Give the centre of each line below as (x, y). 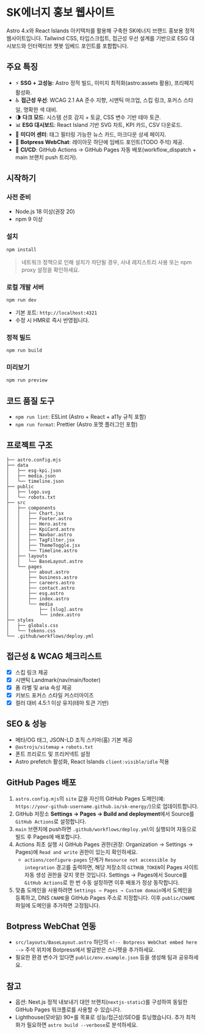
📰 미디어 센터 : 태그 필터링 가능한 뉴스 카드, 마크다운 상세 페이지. (91, 134)
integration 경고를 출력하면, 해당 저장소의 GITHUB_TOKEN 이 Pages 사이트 (111, 867)
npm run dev (21, 300)
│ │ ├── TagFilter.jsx (41, 540)
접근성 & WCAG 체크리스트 (54, 656)
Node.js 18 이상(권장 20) (45, 212)
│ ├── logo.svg (28, 492)
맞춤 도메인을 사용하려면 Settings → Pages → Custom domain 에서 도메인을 (104, 890)
